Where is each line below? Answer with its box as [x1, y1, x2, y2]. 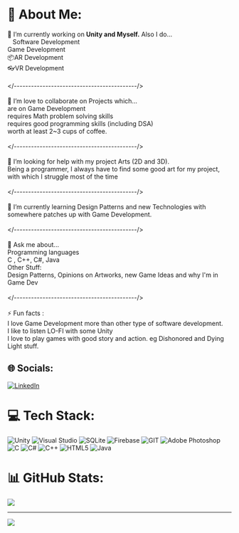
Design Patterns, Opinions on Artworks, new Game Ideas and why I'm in [7, 270, 218, 279]
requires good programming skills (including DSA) [7, 119, 154, 127]
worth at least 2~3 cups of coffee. [7, 127, 107, 135]
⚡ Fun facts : [7, 309, 44, 317]
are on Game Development [7, 104, 86, 112]
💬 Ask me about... [7, 240, 59, 248]
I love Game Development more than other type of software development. [7, 319, 223, 327]
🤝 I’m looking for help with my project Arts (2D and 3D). [7, 157, 169, 166]
